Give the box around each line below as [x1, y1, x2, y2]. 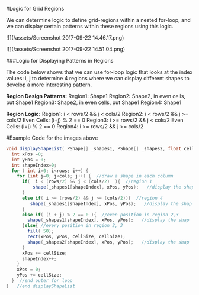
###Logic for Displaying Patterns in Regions [6, 57, 114, 64]
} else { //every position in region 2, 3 [21, 223, 123, 229]
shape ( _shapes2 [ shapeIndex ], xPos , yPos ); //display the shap [27, 239, 190, 245]
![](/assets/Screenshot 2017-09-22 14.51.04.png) [6, 46, 126, 53]
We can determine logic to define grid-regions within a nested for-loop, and [6, 17, 191, 23]
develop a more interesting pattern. [6, 81, 92, 88]
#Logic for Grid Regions [6, 5, 65, 12]
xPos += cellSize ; [21, 250, 68, 256]
